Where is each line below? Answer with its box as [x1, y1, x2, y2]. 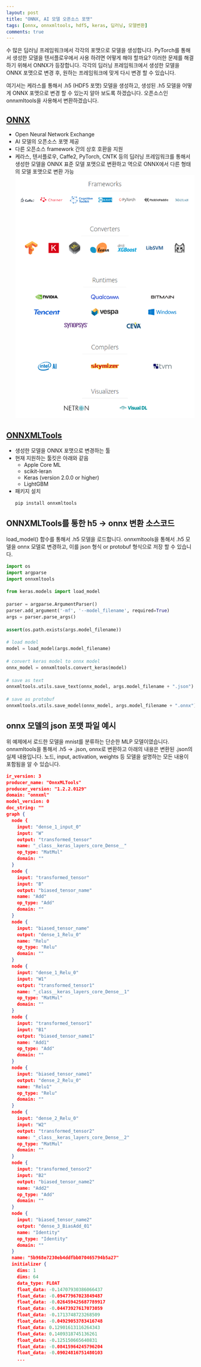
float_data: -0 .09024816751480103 [17, 1350, 103, 1356]
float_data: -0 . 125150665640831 [17, 1337, 98, 1343]
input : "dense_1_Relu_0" [17, 969, 79, 976]
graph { [6, 811, 26, 817]
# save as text [6, 677, 44, 683]
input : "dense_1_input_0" [17, 824, 82, 830]
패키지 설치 [14, 487, 41, 495]
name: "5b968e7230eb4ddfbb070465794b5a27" [11, 1255, 119, 1261]
